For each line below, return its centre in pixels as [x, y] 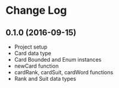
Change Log [36, 10]
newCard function [36, 66]
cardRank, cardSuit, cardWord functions [64, 72]
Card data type [33, 53]
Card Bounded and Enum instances [58, 60]
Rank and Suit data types [45, 79]
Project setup [31, 47]
